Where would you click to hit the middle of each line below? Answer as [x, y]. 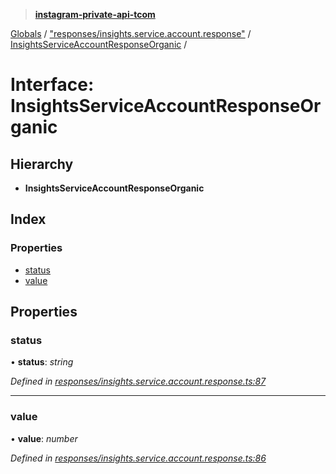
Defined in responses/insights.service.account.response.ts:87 [138, 381]
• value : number [44, 438]
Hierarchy [42, 164]
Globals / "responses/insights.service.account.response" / [131, 33]
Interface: [52, 85]
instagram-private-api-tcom [95, 14]
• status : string [42, 362]
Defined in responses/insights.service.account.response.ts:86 [138, 458]
